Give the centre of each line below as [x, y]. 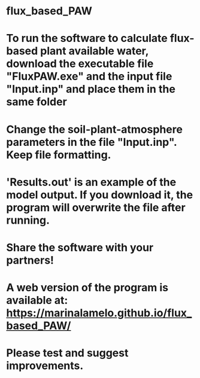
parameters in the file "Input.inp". [92, 142]
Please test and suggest [67, 353]
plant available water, [94, 51]
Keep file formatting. [59, 155]
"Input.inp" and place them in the [91, 89]
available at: [37, 301]
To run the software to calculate [87, 39]
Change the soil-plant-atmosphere [94, 129]
